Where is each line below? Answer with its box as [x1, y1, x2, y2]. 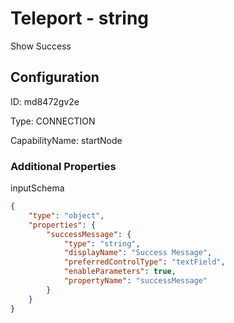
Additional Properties [10, 159, 117, 173]
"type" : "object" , [28, 210, 105, 221]
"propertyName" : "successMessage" [63, 276, 208, 286]
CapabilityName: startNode [10, 134, 123, 146]
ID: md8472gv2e [10, 95, 80, 107]
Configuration [10, 69, 100, 86]
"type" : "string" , [63, 238, 141, 249]
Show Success [10, 40, 72, 52]
